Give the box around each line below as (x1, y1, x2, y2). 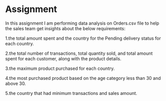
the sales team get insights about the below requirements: (5, 25, 126, 31)
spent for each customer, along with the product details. (5, 55, 122, 61)
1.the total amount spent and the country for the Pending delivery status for (5, 35, 161, 41)
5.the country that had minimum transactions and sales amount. (5, 90, 137, 96)
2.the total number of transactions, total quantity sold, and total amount (5, 50, 153, 56)
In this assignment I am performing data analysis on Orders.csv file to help (5, 20, 159, 26)
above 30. (5, 80, 26, 86)
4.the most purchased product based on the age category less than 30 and (5, 75, 161, 81)
